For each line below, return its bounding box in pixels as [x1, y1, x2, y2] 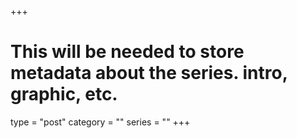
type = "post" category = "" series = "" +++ [10, 116, 191, 128]
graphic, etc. [10, 83, 118, 106]
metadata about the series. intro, [10, 62, 288, 85]
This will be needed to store [10, 41, 245, 63]
